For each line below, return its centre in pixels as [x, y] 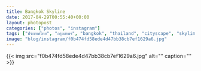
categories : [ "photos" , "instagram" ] [53, 28]
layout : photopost [29, 22]
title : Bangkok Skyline [36, 12]
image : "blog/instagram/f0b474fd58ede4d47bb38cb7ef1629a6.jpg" [87, 39]
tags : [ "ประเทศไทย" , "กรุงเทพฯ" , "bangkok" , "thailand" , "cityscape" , [90, 34]
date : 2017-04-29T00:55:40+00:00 [48, 17]
